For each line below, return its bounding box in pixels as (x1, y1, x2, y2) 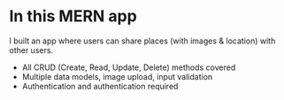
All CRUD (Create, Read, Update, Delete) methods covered (21, 62, 236, 73)
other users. (9, 44, 54, 55)
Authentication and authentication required (21, 81, 179, 91)
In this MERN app (9, 6, 137, 27)
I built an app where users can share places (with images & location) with (9, 35, 276, 46)
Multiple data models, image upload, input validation (21, 71, 213, 81)
